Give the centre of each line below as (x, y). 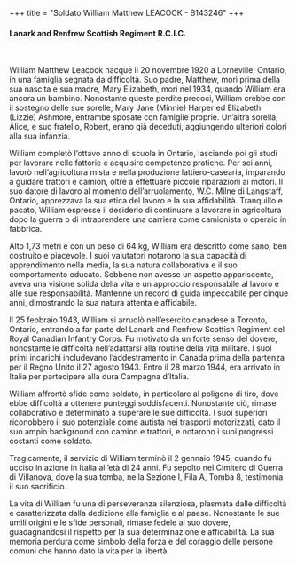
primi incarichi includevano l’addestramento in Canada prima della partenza (147, 358)
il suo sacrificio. (38, 487)
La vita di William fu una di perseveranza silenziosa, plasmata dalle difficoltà (148, 504)
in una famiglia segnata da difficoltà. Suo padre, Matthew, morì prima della (145, 80)
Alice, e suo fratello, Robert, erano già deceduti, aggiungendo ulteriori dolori (148, 127)
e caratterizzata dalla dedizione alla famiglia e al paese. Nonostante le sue (145, 513)
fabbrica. (26, 229)
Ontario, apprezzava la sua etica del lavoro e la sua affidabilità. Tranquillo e (146, 201)
